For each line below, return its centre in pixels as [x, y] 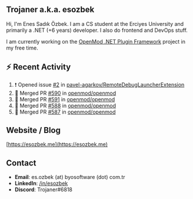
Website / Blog [33, 130]
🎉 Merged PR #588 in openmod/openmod [65, 105]
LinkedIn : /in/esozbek [41, 183]
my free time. [22, 48]
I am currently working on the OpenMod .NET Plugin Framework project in [96, 41]
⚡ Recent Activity [39, 67]
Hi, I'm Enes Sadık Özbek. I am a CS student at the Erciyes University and [95, 24]
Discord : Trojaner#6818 [43, 190]
